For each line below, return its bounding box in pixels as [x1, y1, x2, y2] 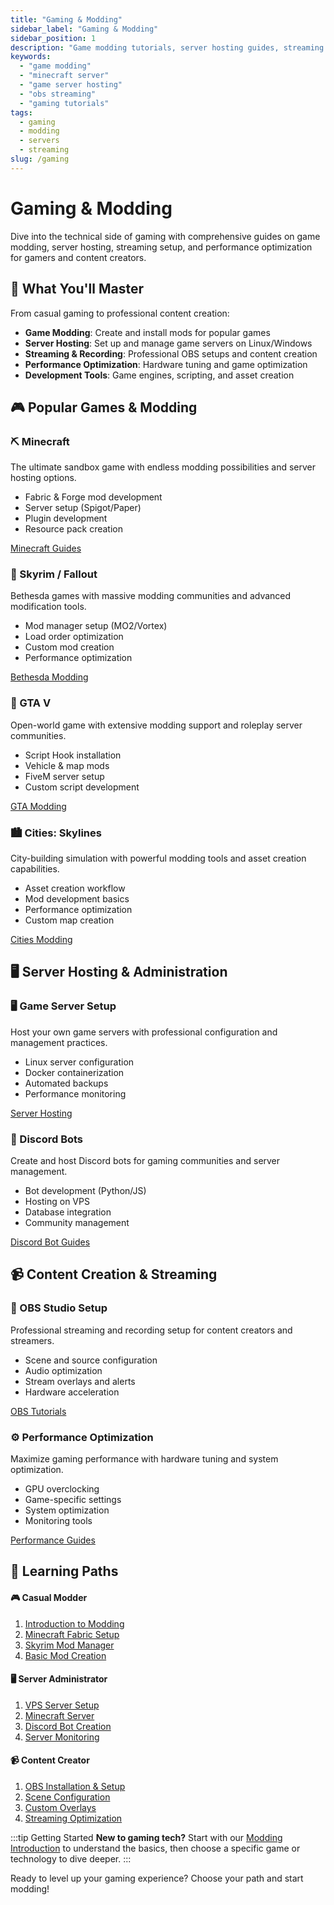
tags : [10, 107, 33, 118]
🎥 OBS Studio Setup [10, 1301, 108, 1315]
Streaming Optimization [24, 1812, 123, 1825]
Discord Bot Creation [24, 1720, 112, 1732]
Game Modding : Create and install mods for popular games [24, 326, 271, 338]
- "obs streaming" [19, 89, 97, 99]
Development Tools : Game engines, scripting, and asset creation [24, 369, 295, 381]
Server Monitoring [24, 1731, 100, 1743]
